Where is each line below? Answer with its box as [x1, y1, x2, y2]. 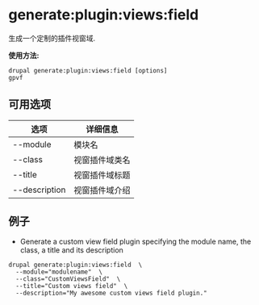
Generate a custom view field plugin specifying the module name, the [19, 236, 252, 246]
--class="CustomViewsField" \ [15, 274, 121, 283]
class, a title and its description [19, 244, 123, 255]
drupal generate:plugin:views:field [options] [8, 66, 168, 74]
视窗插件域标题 [73, 169, 131, 181]
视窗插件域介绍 [73, 184, 131, 195]
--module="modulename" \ [15, 268, 103, 276]
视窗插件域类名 [73, 154, 131, 165]
